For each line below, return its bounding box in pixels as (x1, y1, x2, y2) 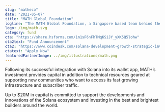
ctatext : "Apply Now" (5, 48, 50, 53)
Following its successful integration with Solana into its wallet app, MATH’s (5, 67, 156, 73)
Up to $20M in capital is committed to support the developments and (5, 92, 145, 98)
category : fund (5, 30, 36, 35)
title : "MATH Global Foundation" (5, 16, 74, 21)
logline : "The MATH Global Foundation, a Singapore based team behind (5, 21, 153, 26)
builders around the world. (5, 102, 59, 109)
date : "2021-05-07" (5, 12, 45, 17)
